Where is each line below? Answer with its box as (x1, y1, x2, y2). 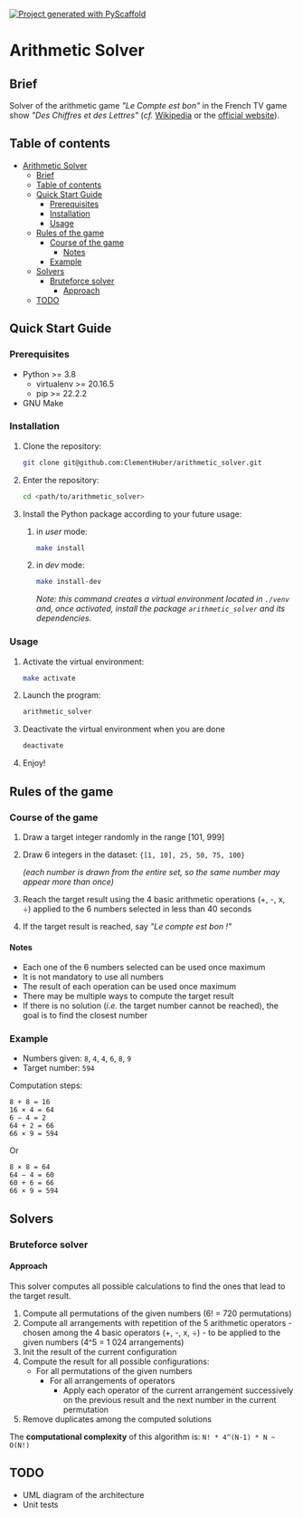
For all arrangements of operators (49, 1375, 175, 1386)
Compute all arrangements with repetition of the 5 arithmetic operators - (22, 1317, 292, 1328)
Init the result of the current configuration (22, 1346, 177, 1357)
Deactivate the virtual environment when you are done (22, 724, 226, 735)
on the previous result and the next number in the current (62, 1394, 277, 1405)
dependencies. (35, 613, 92, 624)
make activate (22, 673, 76, 682)
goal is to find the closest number (22, 1010, 147, 1021)
